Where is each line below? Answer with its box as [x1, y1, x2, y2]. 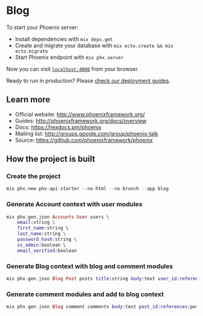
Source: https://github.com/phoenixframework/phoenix [14, 136, 153, 143]
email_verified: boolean [17, 248, 77, 254]
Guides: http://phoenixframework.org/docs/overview [14, 117, 147, 124]
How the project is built [6, 154, 95, 164]
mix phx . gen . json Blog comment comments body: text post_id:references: [6, 304, 190, 310]
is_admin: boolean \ [17, 242, 66, 248]
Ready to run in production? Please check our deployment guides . [6, 77, 171, 84]
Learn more [6, 94, 51, 105]
